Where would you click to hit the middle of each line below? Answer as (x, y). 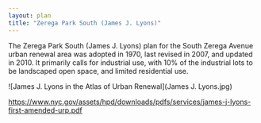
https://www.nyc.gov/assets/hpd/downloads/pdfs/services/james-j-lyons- (130, 102)
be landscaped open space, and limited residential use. (98, 71)
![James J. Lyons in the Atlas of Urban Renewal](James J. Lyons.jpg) (120, 86)
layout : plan (30, 15)
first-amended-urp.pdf (45, 110)
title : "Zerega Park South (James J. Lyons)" (84, 23)
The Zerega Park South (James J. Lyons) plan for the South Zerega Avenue (131, 45)
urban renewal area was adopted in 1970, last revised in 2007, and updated (130, 54)
